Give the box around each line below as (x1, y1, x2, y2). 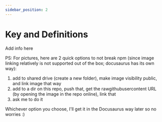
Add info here (5, 45, 33, 51)
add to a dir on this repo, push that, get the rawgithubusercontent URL (12, 86, 157, 92)
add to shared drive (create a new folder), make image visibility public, (12, 75, 157, 81)
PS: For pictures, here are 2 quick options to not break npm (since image (5, 55, 155, 61)
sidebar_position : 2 (5, 7, 48, 12)
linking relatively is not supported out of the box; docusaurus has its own (5, 60, 155, 66)
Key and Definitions (5, 28, 88, 40)
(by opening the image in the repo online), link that (12, 91, 116, 97)
